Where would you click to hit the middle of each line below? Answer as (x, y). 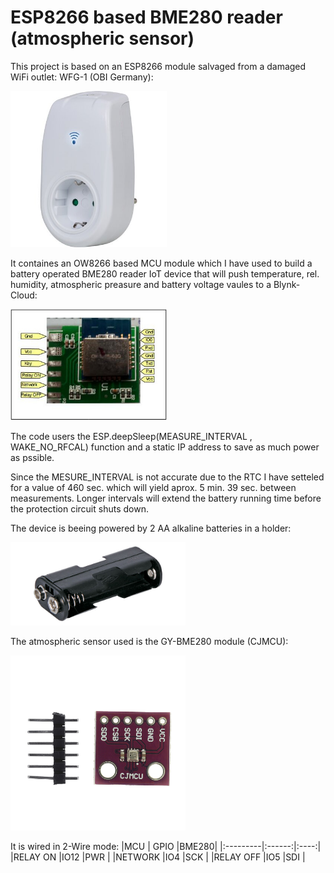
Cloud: (24, 295)
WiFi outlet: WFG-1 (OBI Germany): (82, 77)
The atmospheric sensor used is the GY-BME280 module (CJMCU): (149, 641)
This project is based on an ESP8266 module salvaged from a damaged (158, 66)
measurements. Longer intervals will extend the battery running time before (166, 498)
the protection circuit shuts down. (79, 509)
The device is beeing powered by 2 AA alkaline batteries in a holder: (151, 528)
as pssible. (32, 458)
